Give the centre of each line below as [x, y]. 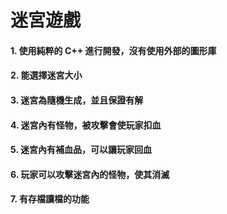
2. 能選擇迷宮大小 [46, 75]
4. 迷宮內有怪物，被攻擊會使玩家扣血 [86, 125]
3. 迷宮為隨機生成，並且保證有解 [77, 100]
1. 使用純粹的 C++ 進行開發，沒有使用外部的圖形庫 [113, 50]
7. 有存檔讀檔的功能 [50, 199]
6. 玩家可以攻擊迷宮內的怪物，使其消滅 [90, 174]
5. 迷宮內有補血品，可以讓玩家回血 [81, 150]
